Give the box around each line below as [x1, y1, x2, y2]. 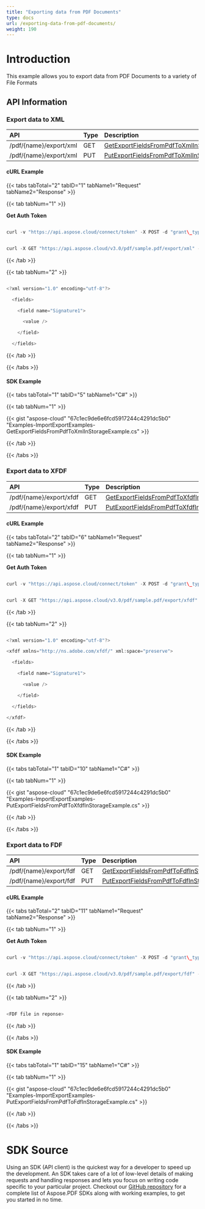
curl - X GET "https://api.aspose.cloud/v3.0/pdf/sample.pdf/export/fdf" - [6, 971, 201, 977]
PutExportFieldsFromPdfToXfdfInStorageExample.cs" [6, 801, 140, 809]
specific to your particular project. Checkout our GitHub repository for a [6, 1183, 187, 1190]
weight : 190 [6, 26, 37, 32]
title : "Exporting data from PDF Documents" [6, 9, 121, 15]
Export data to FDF [6, 840, 63, 849]
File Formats [6, 79, 38, 86]
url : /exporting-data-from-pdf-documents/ [6, 20, 116, 26]
